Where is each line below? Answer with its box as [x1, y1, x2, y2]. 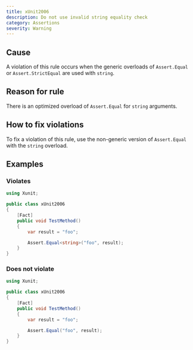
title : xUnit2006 [6, 8, 49, 15]
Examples [6, 159, 43, 170]
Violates [6, 177, 31, 185]
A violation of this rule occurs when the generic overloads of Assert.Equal [6, 63, 188, 70]
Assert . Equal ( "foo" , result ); [27, 327, 102, 333]
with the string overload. [6, 142, 69, 149]
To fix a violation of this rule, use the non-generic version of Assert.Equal [6, 135, 186, 143]
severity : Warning [6, 25, 52, 32]
